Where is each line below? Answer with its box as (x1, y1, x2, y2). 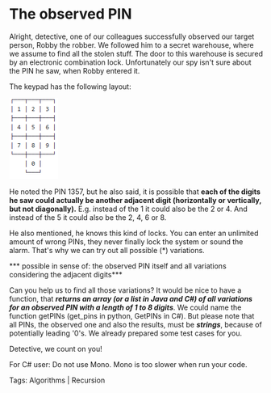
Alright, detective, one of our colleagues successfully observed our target (9, 32, 255, 41)
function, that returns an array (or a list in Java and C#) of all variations (9, 294, 253, 303)
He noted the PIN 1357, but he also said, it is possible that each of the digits (9, 187, 261, 196)
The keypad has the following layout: (9, 82, 131, 91)
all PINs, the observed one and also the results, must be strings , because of (9, 319, 263, 329)
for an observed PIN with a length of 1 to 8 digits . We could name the (9, 302, 242, 312)
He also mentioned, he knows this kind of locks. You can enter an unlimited (9, 228, 259, 238)
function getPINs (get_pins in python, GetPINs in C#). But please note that (9, 311, 255, 320)
